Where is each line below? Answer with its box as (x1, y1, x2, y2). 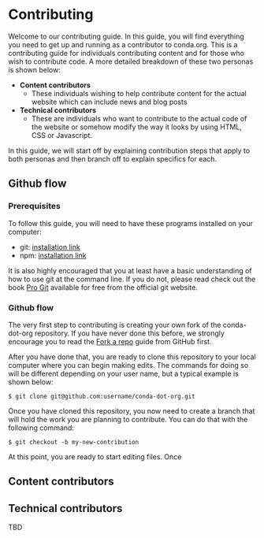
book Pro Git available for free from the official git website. (8, 282, 199, 292)
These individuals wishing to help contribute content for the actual (31, 88, 247, 98)
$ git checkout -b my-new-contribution (8, 438, 139, 446)
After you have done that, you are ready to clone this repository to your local (8, 352, 256, 362)
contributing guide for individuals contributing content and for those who (8, 48, 244, 58)
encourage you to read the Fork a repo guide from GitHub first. (8, 336, 212, 346)
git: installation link (19, 242, 80, 251)
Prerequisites (8, 201, 61, 212)
